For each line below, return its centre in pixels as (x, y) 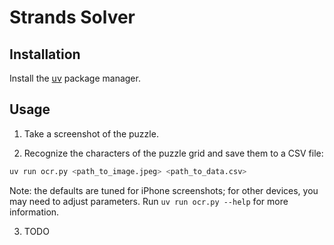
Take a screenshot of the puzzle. (91, 133)
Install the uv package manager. (75, 78)
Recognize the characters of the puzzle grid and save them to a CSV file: (173, 153)
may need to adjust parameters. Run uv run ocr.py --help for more (149, 201)
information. (34, 212)
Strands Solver (72, 17)
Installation (45, 54)
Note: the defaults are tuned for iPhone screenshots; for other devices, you (164, 190)
